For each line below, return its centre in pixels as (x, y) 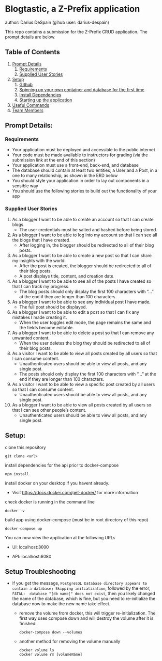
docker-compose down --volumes (51, 632)
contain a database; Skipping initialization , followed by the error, (81, 588)
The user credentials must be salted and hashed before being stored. (88, 229)
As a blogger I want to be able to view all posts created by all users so (81, 405)
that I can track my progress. (41, 286)
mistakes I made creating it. (39, 317)
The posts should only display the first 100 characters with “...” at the (88, 374)
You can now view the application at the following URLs (60, 537)
